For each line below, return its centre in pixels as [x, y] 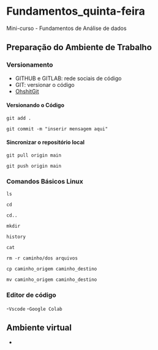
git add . [19, 118]
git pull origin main [34, 155]
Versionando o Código [36, 105]
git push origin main [34, 166]
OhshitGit [27, 91]
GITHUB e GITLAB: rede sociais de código [68, 78]
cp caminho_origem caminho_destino [52, 269]
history [16, 237]
